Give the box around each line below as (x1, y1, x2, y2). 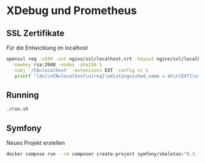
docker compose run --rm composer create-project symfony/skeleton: (6, 151, 184, 157)
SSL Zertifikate (6, 28, 65, 38)
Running (6, 90, 40, 100)
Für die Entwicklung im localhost (6, 44, 88, 51)
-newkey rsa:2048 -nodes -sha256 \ (12, 62, 103, 68)
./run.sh (6, 106, 29, 112)
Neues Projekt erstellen (6, 139, 65, 147)
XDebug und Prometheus (6, 4, 137, 18)
